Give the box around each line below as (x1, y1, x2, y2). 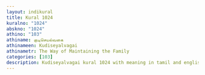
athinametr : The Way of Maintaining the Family (6, 48, 130, 54)
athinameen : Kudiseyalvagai (6, 43, 78, 49)
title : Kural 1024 (6, 15, 53, 21)
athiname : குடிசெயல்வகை (6, 37, 64, 43)
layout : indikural (6, 8, 53, 15)
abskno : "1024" (6, 25, 45, 32)
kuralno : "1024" (6, 20, 48, 26)
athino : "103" (6, 31, 43, 37)
